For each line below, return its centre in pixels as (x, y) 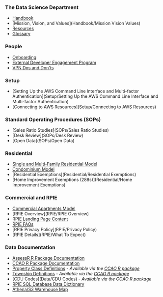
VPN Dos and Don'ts (33, 67)
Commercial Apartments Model (44, 208)
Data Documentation (30, 247)
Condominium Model (33, 169)
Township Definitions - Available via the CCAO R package (70, 274)
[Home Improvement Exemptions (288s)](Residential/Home (72, 180)
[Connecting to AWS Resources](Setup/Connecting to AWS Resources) (84, 107)
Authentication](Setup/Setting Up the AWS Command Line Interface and (85, 96)
